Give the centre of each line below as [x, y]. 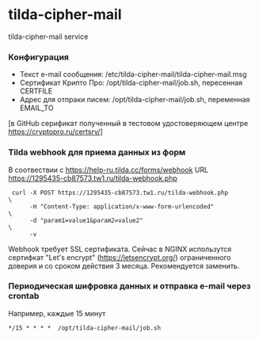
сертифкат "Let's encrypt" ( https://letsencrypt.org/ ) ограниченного [120, 257]
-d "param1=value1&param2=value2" [86, 220]
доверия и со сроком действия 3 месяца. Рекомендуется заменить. [124, 266]
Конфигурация [39, 57]
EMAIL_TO [36, 108]
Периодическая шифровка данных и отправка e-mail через [129, 286]
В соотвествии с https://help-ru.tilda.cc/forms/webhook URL [108, 170]
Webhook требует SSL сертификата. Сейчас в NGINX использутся [120, 249]
